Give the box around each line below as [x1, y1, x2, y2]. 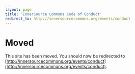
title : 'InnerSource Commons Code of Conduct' [5, 12, 102, 17]
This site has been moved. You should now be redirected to [5, 53, 125, 59]
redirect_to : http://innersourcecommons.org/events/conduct [5, 16, 131, 21]
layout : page [5, 7, 32, 12]
